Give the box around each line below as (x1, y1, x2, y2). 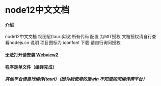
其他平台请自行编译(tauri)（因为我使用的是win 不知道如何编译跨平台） (5, 76, 147, 82)
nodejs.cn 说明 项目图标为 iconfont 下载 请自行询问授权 (9, 40, 121, 45)
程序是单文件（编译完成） (5, 64, 57, 70)
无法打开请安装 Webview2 (5, 52, 59, 58)
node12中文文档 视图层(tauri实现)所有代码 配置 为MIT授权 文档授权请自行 (5, 34, 152, 40)
